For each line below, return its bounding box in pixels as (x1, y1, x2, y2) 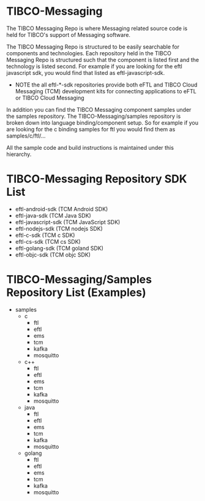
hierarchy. (6, 150, 32, 158)
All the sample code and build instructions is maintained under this (6, 144, 174, 151)
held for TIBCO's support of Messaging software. (6, 31, 130, 38)
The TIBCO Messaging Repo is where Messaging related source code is (6, 25, 188, 32)
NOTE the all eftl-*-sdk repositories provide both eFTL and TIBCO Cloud (15, 81, 198, 88)
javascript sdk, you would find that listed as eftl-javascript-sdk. (6, 69, 165, 76)
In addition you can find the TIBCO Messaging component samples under (6, 106, 192, 113)
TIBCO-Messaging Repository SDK (6, 172, 187, 186)
